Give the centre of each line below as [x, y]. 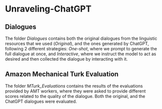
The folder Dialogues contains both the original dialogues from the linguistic [81, 38]
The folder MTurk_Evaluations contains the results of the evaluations [74, 86]
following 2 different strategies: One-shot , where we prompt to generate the [81, 49]
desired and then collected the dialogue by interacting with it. [66, 59]
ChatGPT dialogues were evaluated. [41, 101]
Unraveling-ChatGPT [48, 9]
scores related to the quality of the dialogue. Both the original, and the [75, 96]
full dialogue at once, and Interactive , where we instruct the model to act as [81, 54]
